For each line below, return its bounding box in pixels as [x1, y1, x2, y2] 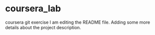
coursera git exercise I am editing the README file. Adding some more [5, 19, 150, 25]
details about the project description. [5, 24, 81, 30]
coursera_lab [5, 3, 61, 14]
